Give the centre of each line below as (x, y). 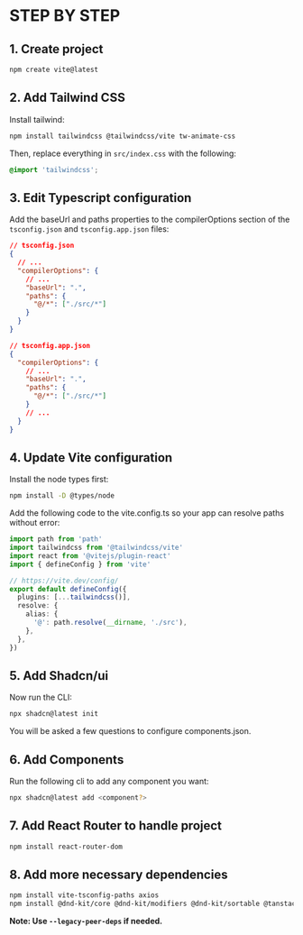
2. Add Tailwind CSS (68, 98)
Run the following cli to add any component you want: (109, 782)
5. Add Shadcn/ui (59, 676)
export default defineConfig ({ (68, 589)
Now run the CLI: (41, 697)
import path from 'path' (56, 539)
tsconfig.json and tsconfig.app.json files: (89, 229)
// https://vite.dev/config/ (64, 581)
